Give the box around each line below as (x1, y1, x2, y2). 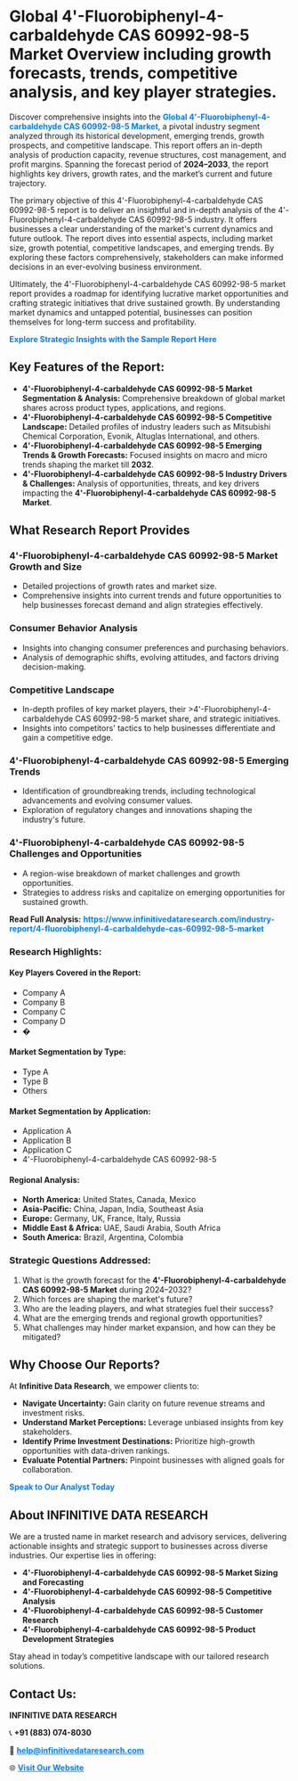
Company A (21, 987, 66, 997)
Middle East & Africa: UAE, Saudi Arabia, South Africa (21, 1223, 221, 1234)
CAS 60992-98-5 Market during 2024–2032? (21, 1284, 192, 1294)
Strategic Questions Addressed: (9, 1254, 151, 1267)
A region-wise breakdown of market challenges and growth (21, 867, 240, 879)
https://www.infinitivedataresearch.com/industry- (83, 914, 275, 924)
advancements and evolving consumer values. (21, 795, 193, 806)
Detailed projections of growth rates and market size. (21, 581, 217, 592)
